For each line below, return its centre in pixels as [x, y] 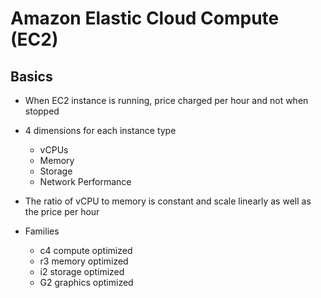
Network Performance [85, 181]
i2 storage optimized [82, 271]
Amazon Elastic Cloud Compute [145, 18]
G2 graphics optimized [86, 282]
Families [42, 231]
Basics [31, 76]
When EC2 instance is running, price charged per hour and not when [166, 100]
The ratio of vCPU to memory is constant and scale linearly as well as [168, 201]
